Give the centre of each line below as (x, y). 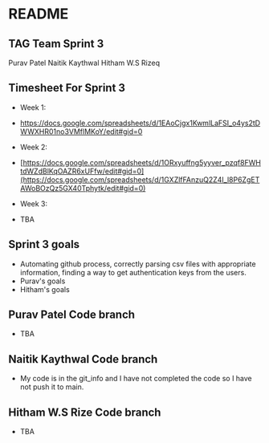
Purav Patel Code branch (71, 315)
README (39, 14)
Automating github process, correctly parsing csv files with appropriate (138, 264)
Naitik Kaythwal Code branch (83, 359)
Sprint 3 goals (44, 244)
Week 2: (34, 147)
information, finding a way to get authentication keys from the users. (133, 272)
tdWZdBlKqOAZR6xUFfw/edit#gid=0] (82, 171)
